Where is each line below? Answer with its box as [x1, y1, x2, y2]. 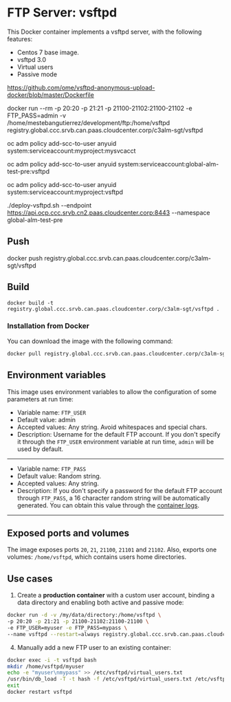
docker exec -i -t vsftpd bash [7, 657, 97, 663]
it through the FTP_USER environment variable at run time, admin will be [16, 437, 214, 446]
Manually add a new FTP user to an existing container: [16, 643, 172, 651]
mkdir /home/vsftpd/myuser [7, 663, 85, 670]
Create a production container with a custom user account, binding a [16, 591, 215, 600]
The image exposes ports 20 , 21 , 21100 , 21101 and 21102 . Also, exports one [7, 545, 217, 554]
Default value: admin [16, 415, 76, 424]
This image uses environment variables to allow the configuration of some [7, 387, 217, 396]
